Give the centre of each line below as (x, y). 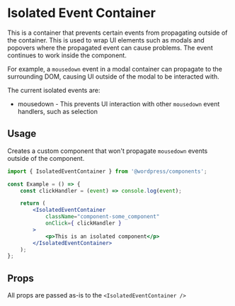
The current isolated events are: (54, 90)
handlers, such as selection (57, 111)
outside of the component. (46, 158)
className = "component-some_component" (102, 217)
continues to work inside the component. (67, 55)
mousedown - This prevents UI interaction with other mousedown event (119, 103)
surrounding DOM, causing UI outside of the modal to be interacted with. (113, 76)
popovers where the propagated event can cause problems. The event (110, 47)
